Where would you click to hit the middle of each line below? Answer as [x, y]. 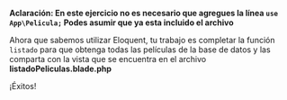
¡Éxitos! [23, 86]
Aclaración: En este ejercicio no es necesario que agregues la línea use [144, 13]
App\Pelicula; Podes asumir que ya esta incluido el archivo [121, 23]
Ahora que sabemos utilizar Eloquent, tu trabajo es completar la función [142, 40]
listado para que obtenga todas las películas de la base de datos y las [140, 50]
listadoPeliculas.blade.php [61, 68]
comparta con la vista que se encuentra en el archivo [108, 59]
